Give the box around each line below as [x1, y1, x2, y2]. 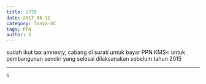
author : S [6, 32, 32, 38]
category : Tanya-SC [6, 20, 56, 26]
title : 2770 [6, 9, 37, 15]
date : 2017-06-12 [6, 15, 51, 21]
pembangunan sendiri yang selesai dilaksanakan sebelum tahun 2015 [6, 55, 182, 63]
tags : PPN [6, 26, 32, 32]
